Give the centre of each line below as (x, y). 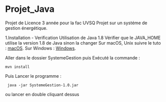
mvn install (17, 67)
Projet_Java (30, 9)
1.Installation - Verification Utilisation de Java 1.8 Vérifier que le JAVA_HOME (83, 38)
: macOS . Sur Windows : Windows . (41, 48)
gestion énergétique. (27, 28)
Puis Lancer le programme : (33, 76)
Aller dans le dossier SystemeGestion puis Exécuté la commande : (73, 57)
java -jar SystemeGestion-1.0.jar (43, 85)
